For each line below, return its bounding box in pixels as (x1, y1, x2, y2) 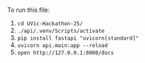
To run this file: (7, 6, 50, 14)
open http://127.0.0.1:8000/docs (17, 49, 114, 56)
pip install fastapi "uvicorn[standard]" (17, 35, 139, 42)
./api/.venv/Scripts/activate (17, 27, 105, 34)
